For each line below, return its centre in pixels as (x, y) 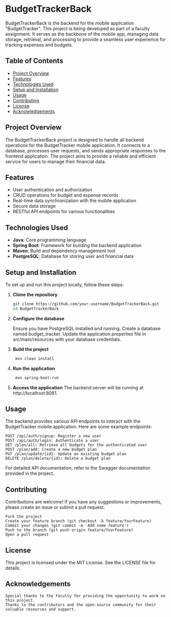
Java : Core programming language (50, 240)
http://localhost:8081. (35, 393)
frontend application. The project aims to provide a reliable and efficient (81, 156)
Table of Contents (34, 61)
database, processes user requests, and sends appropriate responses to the (86, 150)
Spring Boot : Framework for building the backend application (77, 246)
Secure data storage (34, 206)
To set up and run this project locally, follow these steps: (65, 285)
